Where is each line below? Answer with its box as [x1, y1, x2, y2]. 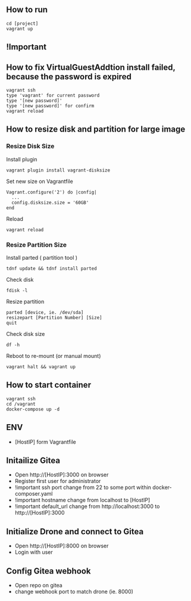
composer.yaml [14, 490, 53, 497]
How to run [6, 5, 48, 15]
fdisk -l [6, 288, 28, 294]
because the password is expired [6, 71, 132, 82]
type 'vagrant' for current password [6, 92, 100, 99]
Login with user [14, 549, 54, 556]
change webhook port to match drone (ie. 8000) [14, 588, 134, 595]
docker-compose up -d [6, 406, 60, 412]
